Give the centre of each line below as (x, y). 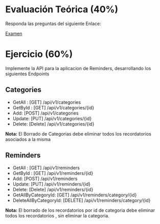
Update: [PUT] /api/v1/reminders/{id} (52, 184)
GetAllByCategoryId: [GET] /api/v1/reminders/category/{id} (75, 195)
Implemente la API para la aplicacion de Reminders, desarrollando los (78, 68)
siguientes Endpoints (27, 74)
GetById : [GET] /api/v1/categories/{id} (53, 107)
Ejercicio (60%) (39, 54)
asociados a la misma (28, 139)
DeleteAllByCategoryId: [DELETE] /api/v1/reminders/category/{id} (82, 200)
